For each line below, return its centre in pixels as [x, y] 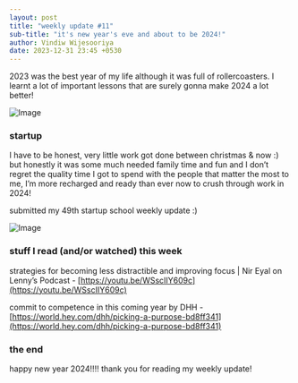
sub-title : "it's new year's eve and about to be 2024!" [118, 34]
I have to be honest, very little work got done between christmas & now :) [144, 155]
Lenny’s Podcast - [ [45, 280]
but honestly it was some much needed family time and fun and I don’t [139, 165]
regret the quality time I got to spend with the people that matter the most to [149, 174]
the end [26, 349]
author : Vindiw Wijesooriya [62, 43]
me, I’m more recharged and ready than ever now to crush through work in [147, 183]
